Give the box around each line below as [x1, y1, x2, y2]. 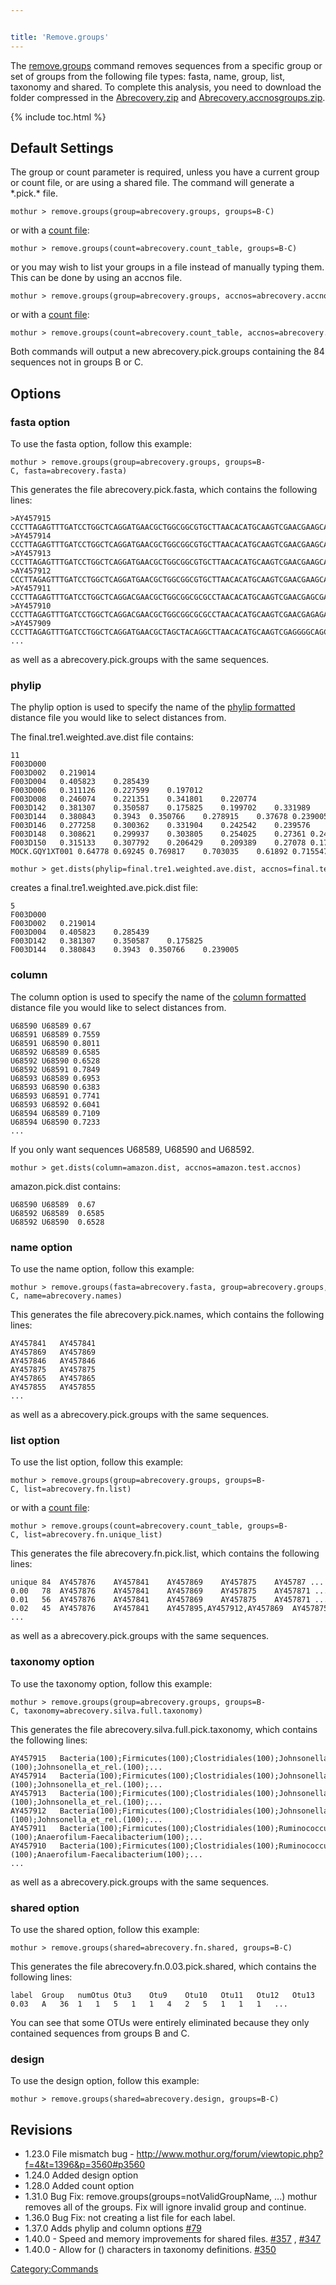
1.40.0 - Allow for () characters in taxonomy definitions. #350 [24, 2244, 277, 2256]
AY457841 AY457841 [10, 1339, 97, 1349]
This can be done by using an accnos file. [10, 272, 183, 284]
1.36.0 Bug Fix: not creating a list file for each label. [24, 2212, 236, 2224]
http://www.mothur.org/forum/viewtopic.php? [136, 2148, 324, 2160]
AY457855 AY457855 [10, 1382, 97, 1393]
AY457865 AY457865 [10, 1374, 97, 1384]
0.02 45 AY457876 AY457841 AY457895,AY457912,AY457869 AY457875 [10, 1604, 329, 1614]
